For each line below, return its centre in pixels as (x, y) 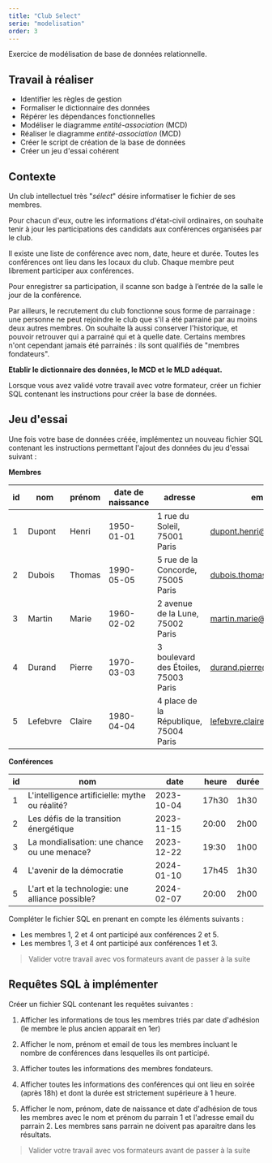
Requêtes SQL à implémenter (83, 985)
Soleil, (168, 526)
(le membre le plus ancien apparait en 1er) (90, 1028)
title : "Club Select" (45, 16)
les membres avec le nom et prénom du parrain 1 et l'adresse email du (137, 1117)
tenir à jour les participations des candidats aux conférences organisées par (135, 229)
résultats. (36, 1135)
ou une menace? (59, 852)
